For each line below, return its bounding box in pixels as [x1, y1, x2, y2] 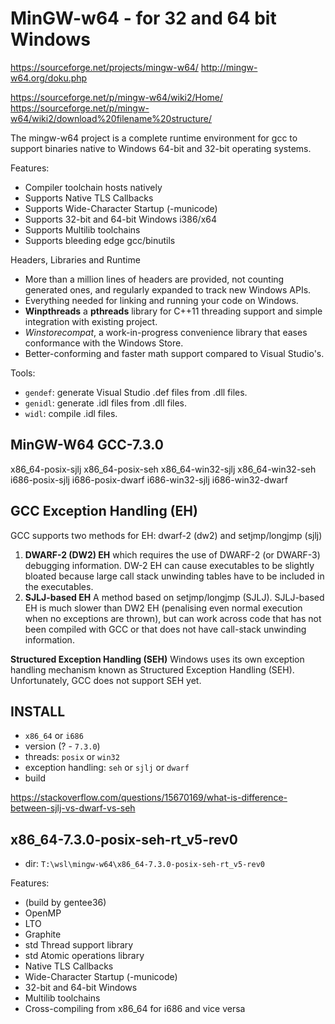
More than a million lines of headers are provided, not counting [24, 273, 285, 285]
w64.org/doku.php [10, 72, 88, 84]
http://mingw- [200, 61, 258, 73]
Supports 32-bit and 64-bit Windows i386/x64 [24, 213, 217, 225]
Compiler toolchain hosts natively [24, 181, 163, 193]
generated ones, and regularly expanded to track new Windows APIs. [24, 283, 312, 296]
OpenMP [24, 907, 62, 919]
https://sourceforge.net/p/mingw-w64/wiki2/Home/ [10, 91, 223, 103]
